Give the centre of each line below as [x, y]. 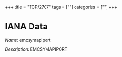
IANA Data [26, 27]
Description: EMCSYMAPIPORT [36, 49]
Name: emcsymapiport [28, 40]
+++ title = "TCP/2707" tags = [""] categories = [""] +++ [61, 7]
